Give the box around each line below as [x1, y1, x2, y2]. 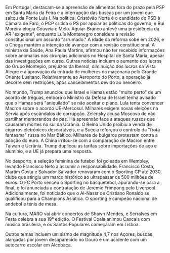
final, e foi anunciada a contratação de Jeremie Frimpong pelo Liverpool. [5, 185, 157, 191]
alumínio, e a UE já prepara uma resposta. [5, 148, 93, 154]
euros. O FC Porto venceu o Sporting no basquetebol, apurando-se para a [5, 179, 160, 185]
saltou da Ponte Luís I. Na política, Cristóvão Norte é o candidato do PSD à [5, 15, 160, 21]
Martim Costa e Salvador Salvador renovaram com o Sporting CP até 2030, [5, 169, 162, 175]
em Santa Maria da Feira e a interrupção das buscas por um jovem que [5, 10, 153, 16]
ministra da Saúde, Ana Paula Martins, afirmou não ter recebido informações [5, 47, 165, 53]
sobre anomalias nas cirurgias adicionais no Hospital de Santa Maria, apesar [5, 53, 164, 59]
